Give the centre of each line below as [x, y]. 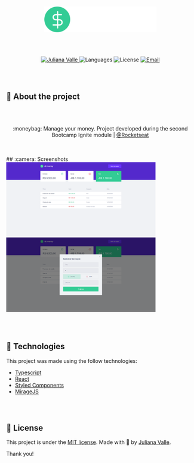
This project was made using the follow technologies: [72, 361]
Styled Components [39, 385]
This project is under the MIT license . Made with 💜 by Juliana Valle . [89, 442]
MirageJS [27, 391]
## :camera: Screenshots [37, 159]
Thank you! [20, 454]
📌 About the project [43, 96]
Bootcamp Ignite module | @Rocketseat [100, 135]
